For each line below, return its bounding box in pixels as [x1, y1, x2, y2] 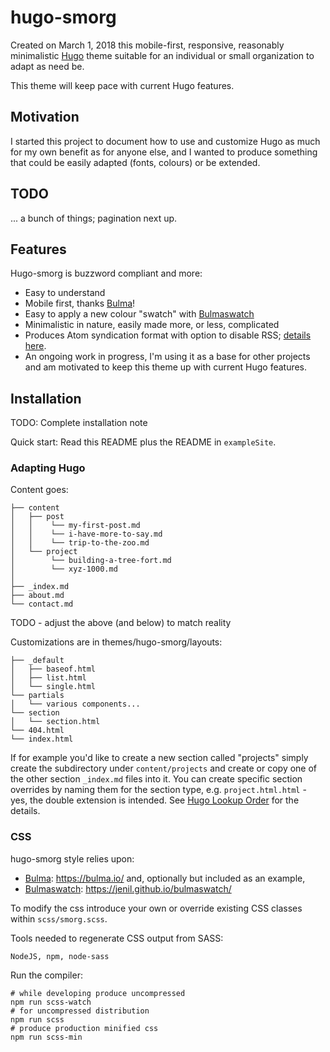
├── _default [10, 656, 65, 666]
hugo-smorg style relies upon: [10, 852, 135, 865]
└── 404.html [10, 726, 65, 736]
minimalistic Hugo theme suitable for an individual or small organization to [10, 49, 315, 61]
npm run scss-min [10, 1032, 83, 1042]
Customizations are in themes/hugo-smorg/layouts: [10, 636, 223, 648]
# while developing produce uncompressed [10, 988, 186, 998]
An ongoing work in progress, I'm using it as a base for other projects [24, 351, 311, 363]
